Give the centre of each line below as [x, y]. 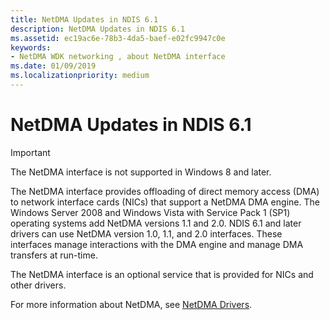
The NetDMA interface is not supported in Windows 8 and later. [141, 172]
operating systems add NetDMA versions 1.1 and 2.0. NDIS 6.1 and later [156, 223]
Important [30, 152]
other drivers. [38, 285]
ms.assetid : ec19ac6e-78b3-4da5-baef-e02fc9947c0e [118, 38]
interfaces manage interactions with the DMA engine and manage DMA [157, 244]
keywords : [31, 47]
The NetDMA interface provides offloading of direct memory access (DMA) [165, 191]
